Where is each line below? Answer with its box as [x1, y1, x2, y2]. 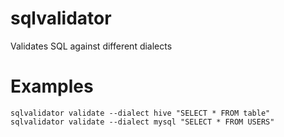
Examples [10, 75, 94, 98]
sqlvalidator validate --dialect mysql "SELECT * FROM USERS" [10, 117, 275, 127]
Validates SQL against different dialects [10, 40, 173, 52]
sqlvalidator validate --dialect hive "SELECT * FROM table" [10, 108, 271, 118]
